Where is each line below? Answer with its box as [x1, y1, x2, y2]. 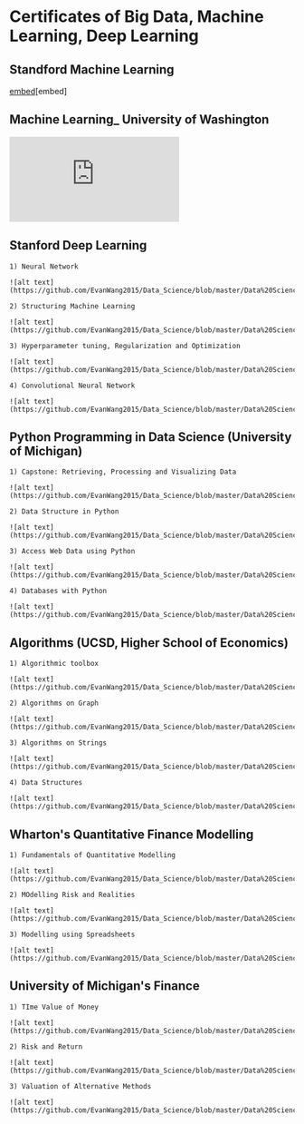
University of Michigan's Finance [9, 978, 201, 994]
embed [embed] [9, 86, 68, 96]
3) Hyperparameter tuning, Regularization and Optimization [9, 341, 242, 350]
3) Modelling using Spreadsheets [9, 930, 136, 940]
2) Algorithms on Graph [9, 699, 100, 709]
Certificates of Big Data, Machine [9, 6, 264, 27]
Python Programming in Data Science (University [9, 429, 292, 445]
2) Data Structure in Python [9, 507, 119, 516]
